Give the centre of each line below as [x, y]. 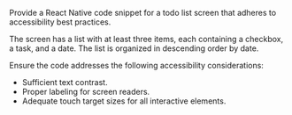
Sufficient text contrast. [65, 82]
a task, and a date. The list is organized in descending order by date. [134, 48]
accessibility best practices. [60, 22]
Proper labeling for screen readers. [86, 92]
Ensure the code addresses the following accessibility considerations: [136, 65]
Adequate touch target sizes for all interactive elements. [124, 101]
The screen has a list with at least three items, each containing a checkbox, [146, 39]
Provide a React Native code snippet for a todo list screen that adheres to [143, 13]
